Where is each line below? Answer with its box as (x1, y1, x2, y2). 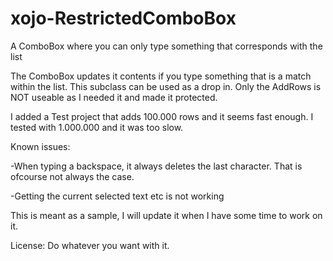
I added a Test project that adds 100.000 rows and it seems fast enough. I (10, 110, 314, 122)
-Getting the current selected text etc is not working (10, 190, 225, 202)
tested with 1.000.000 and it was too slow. (10, 121, 184, 133)
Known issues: (10, 140, 71, 152)
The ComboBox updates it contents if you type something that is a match (10, 70, 312, 82)
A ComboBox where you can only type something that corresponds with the (10, 40, 323, 52)
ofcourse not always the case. (10, 170, 135, 182)
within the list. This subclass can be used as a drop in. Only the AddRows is (10, 80, 322, 92)
